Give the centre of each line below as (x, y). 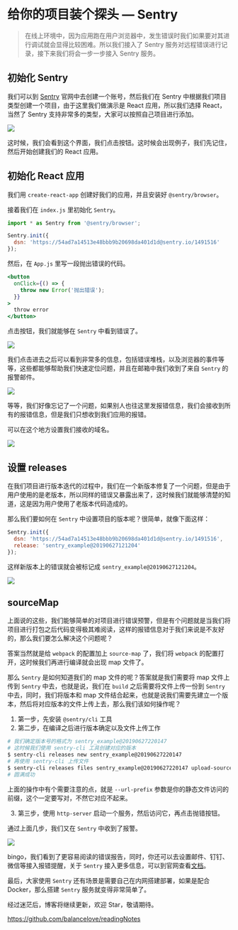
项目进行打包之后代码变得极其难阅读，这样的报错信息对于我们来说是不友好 (116, 629)
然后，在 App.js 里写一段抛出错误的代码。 (68, 264)
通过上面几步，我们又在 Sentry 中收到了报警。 (74, 828)
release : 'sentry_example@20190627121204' (77, 545)
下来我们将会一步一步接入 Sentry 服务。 (102, 53)
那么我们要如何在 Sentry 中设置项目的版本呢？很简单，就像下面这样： (109, 519)
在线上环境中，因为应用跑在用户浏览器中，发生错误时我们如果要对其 (124, 36)
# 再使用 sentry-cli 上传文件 (48, 761)
